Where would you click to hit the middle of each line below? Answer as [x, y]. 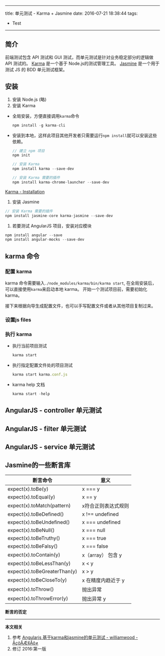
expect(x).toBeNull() [31, 530]
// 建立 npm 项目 [28, 151]
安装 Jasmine [26, 202]
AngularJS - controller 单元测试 [54, 411]
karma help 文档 [28, 384]
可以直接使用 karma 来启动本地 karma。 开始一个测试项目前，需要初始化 [76, 289]
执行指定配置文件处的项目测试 [42, 365]
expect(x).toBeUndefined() [39, 522]
